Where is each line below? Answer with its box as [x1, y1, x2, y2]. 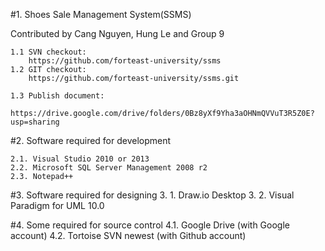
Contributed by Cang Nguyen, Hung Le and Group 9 [10, 28, 225, 39]
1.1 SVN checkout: [10, 47, 87, 57]
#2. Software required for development [10, 135, 172, 146]
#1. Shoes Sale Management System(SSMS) [10, 9, 192, 20]
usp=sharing [10, 117, 60, 127]
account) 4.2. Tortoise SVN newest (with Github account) [10, 230, 247, 241]
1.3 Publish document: [10, 91, 105, 101]
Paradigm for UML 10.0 [10, 200, 105, 211]
